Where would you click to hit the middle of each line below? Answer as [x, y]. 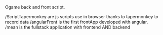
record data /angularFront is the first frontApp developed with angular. [77, 22]
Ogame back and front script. [35, 7]
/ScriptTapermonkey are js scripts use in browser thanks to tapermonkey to [82, 17]
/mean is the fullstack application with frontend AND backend [68, 27]
